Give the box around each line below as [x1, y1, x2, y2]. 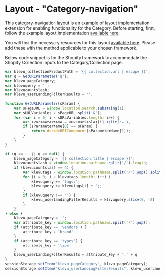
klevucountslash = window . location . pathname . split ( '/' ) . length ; [14, 161, 148, 166]
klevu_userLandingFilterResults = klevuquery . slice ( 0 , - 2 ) [31, 197, 155, 202]
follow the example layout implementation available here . [5, 30, 120, 36]
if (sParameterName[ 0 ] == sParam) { [23, 124, 98, 129]
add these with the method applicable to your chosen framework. [5, 45, 137, 51]
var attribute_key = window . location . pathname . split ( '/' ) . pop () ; [14, 220, 151, 225]
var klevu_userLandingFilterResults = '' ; [5, 92, 93, 97]
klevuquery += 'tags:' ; [31, 179, 80, 184]
